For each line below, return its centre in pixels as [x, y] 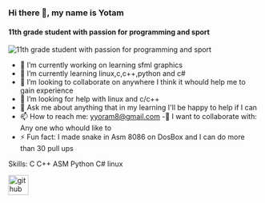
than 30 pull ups [46, 149]
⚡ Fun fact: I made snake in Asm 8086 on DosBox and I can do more [132, 137]
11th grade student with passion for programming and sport [109, 32]
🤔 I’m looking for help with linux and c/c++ [90, 99]
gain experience [46, 90]
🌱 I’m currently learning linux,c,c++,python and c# [102, 74]
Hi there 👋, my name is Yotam [66, 13]
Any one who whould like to [66, 128]
